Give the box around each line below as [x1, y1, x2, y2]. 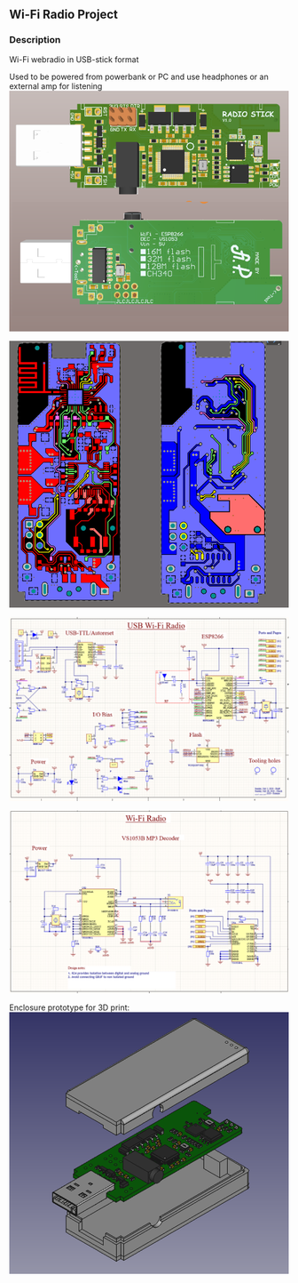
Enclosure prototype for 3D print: [9, 1002, 130, 1013]
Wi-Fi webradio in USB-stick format [9, 53, 139, 65]
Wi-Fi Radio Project [9, 7, 118, 22]
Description [9, 34, 61, 46]
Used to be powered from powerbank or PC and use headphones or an [9, 71, 269, 82]
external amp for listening [9, 80, 103, 92]
